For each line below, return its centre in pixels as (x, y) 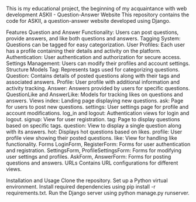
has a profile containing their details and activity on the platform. (84, 51)
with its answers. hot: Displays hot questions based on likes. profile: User (94, 132)
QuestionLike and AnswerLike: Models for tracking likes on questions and (94, 94)
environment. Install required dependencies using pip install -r (81, 186)
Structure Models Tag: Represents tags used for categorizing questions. (93, 69)
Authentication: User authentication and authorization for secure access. (94, 57)
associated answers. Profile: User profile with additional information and (93, 82)
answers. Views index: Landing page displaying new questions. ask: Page (95, 101)
